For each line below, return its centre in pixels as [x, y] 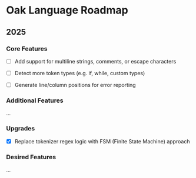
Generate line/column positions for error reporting [75, 85]
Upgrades [21, 129]
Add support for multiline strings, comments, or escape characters [95, 61]
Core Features [27, 49]
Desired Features [31, 157]
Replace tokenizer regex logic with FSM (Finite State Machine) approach [102, 141]
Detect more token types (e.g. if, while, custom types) [80, 73]
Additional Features [35, 100]
